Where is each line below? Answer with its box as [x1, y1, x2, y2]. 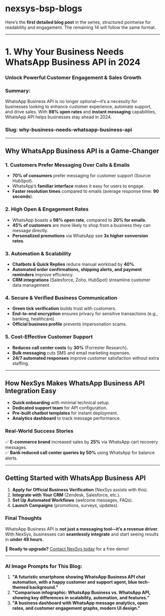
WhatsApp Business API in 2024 [5, 57, 141, 68]
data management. [12, 282, 51, 288]
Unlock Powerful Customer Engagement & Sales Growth [5, 74, 141, 81]
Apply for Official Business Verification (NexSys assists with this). [12, 487, 148, 493]
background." [29, 585, 58, 590]
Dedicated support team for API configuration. [12, 405, 108, 411]
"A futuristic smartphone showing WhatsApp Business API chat [12, 574, 146, 580]
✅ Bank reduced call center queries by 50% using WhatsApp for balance [5, 450, 155, 455]
